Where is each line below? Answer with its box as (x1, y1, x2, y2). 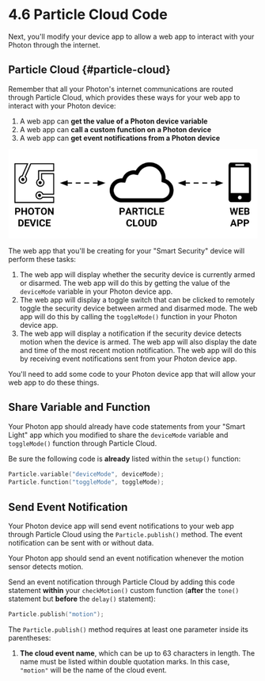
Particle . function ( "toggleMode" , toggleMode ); (8, 478, 165, 486)
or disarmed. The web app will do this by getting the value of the (19, 278, 231, 287)
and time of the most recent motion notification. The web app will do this (19, 345, 257, 355)
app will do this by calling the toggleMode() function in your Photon (19, 311, 237, 321)
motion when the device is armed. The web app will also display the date (19, 337, 257, 346)
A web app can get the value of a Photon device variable (19, 116, 208, 126)
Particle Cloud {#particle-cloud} (8, 63, 172, 77)
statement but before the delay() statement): (8, 594, 156, 603)
